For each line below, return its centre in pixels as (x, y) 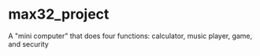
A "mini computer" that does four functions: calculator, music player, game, (130, 36)
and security (28, 44)
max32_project (59, 14)
